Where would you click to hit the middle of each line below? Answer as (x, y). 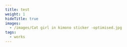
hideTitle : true (22, 19)
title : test (17, 10)
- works (17, 37)
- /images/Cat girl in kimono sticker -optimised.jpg (66, 28)
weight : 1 (15, 14)
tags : (11, 32)
